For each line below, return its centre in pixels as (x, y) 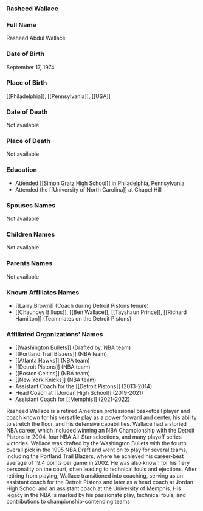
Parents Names (29, 263)
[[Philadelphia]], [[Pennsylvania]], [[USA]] (58, 96)
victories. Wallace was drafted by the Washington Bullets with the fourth (96, 443)
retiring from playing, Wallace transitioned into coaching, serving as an (95, 476)
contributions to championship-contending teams (68, 502)
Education (22, 170)
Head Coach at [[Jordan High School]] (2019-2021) (79, 393)
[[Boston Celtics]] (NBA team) (52, 374)
